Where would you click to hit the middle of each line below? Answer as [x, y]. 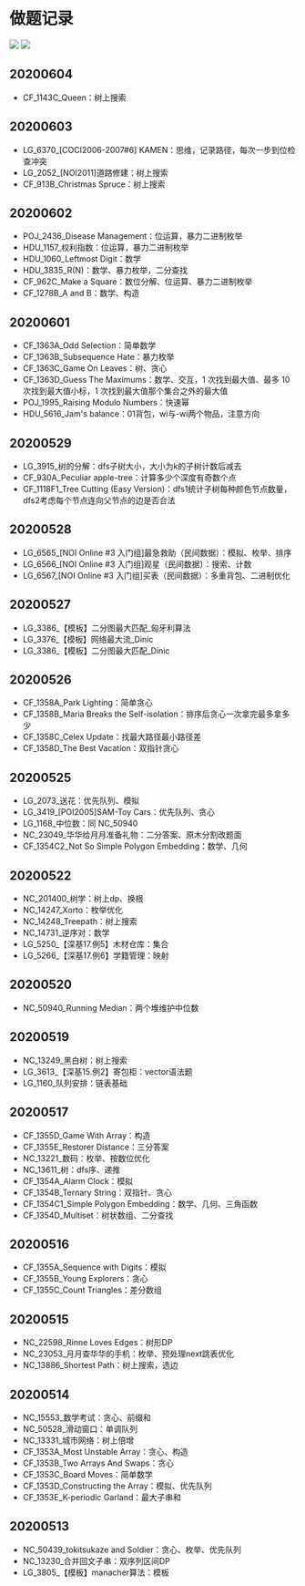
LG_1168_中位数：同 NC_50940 [80, 824]
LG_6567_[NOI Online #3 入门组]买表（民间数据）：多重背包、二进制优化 [157, 575]
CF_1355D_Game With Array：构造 [86, 1135]
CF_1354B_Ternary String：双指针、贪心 [97, 1192]
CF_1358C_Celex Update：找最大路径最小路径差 [112, 737]
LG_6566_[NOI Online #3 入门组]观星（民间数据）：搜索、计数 [137, 564]
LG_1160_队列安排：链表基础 [75, 1083]
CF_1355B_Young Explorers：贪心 [85, 1279]
